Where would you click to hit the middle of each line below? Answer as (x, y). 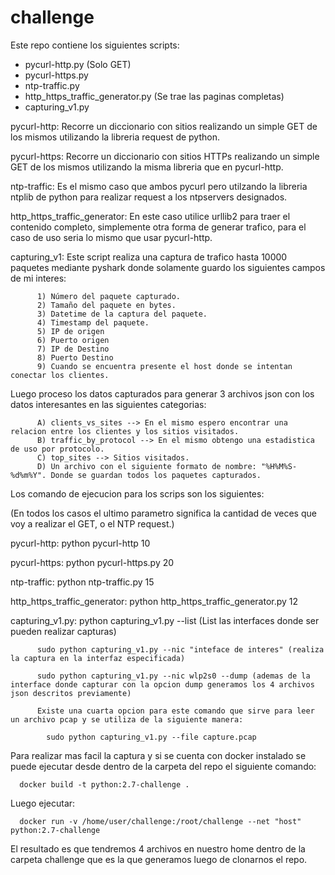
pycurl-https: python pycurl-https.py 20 (92, 562)
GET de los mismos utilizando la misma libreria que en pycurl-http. (147, 167)
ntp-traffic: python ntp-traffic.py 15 (82, 582)
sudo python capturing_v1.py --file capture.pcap (151, 737)
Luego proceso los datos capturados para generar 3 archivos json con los (162, 393)
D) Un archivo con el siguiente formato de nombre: (146, 466)
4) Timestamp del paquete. (93, 322)
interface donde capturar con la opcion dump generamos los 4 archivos (162, 684)
